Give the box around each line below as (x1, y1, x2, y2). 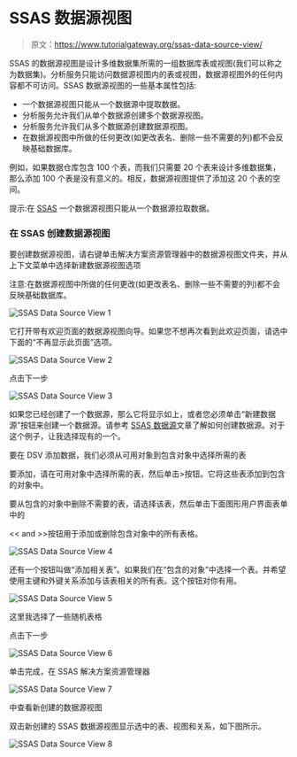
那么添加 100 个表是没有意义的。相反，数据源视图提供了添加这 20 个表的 (9, 173, 273, 183)
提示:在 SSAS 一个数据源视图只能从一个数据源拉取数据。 (9, 203, 215, 213)
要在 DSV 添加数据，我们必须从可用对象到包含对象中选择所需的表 (9, 450, 247, 460)
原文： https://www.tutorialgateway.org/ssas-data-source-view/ (30, 39, 263, 50)
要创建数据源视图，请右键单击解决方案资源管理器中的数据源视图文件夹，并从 (9, 249, 288, 259)
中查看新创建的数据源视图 (9, 702, 103, 713)
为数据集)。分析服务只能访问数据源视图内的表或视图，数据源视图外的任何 (9, 68, 276, 80)
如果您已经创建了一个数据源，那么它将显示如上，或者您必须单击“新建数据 (9, 409, 277, 420)
